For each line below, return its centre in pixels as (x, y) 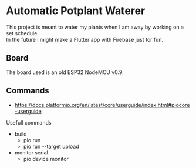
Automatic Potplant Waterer (76, 11)
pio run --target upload (51, 146)
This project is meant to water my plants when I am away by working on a (95, 27)
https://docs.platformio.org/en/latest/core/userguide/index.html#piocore (102, 105)
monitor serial (31, 152)
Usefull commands (29, 122)
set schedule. (23, 33)
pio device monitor (46, 159)
